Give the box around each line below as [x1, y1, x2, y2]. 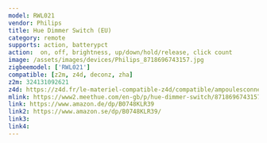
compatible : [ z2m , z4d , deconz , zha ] [8, 71, 133, 79]
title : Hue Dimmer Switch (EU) [8, 26, 112, 34]
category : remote [8, 33, 66, 42]
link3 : [8, 115, 30, 123]
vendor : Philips [8, 19, 62, 27]
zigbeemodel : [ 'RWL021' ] [8, 64, 91, 71]
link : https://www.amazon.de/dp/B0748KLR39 [8, 100, 155, 108]
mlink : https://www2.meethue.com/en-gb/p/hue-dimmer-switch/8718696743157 [8, 93, 261, 101]
